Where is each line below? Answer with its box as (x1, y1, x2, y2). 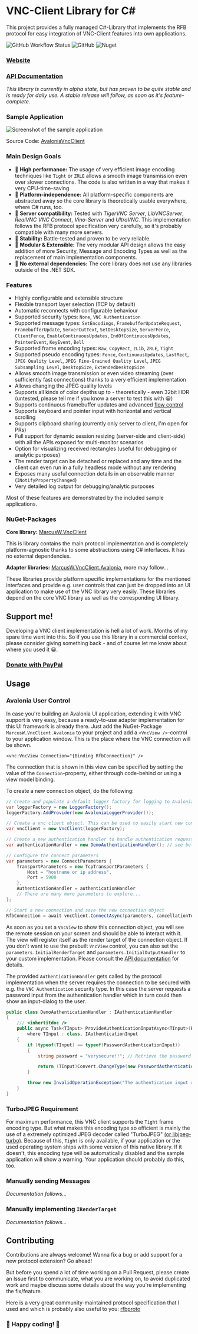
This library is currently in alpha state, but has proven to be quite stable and (6, 86, 192, 93)
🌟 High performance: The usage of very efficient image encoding (14, 165, 175, 173)
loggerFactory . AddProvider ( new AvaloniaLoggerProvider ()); (6, 809, 154, 816)
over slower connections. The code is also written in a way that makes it (14, 178, 190, 186)
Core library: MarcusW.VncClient (6, 529, 87, 536)
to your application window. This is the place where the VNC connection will (6, 735, 191, 742)
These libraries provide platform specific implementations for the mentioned (6, 575, 191, 583)
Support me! (6, 611, 53, 622)
